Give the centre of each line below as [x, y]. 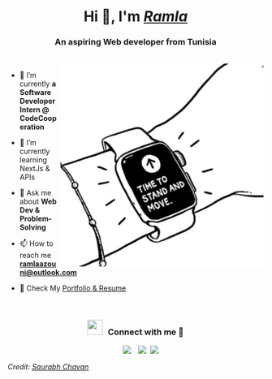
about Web [38, 201]
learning [33, 160]
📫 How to [36, 243]
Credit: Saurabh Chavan [48, 366]
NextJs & [35, 169]
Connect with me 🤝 [146, 332]
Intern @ [34, 110]
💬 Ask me [35, 193]
